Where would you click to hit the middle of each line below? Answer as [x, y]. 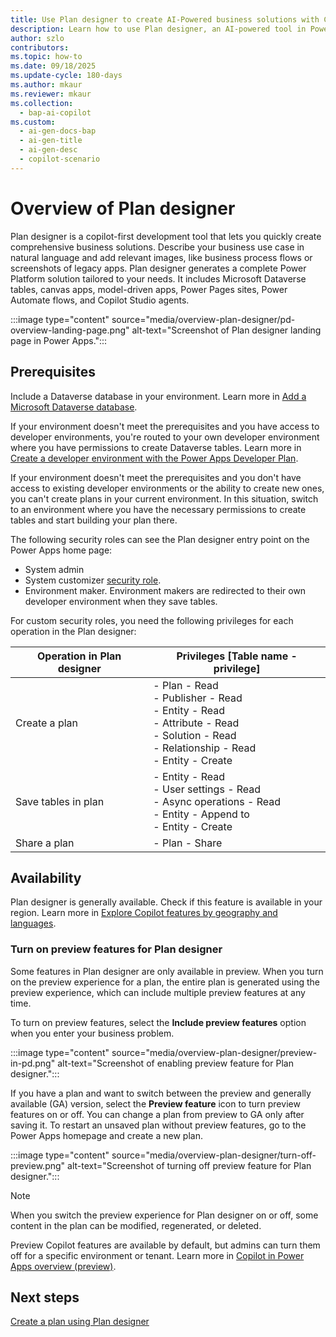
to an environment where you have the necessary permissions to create [158, 509]
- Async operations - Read [217, 801]
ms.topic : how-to [46, 57]
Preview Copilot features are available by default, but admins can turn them [165, 1245]
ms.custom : [33, 122]
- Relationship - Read [205, 748]
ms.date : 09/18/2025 [53, 66]
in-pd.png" [33, 1063]
